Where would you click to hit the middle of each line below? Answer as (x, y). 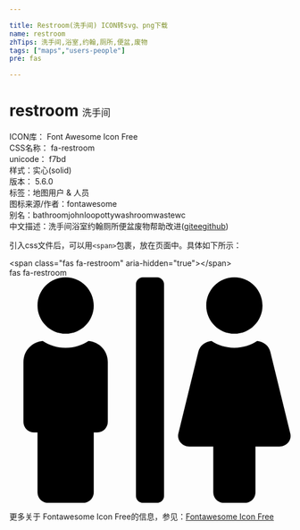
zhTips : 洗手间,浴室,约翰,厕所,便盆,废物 (79, 42)
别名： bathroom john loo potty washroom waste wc (97, 215)
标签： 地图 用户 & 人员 (49, 192)
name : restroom (37, 34)
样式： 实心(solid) (41, 170)
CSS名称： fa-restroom (52, 148)
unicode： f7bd (38, 159)
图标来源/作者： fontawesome (63, 204)
